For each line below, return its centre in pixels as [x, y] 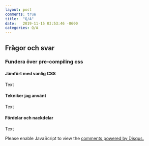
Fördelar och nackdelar [29, 118]
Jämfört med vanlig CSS [30, 74]
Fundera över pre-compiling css [44, 62]
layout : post [18, 10]
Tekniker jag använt [26, 96]
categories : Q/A [22, 28]
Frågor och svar [30, 48]
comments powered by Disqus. [112, 139]
